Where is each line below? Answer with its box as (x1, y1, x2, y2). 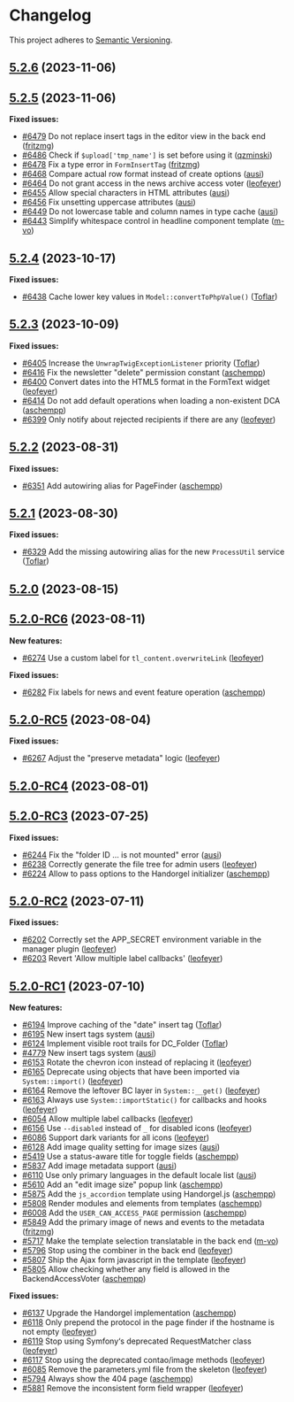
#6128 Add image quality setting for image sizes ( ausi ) (21, 1142, 221, 1152)
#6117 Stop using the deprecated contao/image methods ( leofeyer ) (21, 1355, 266, 1366)
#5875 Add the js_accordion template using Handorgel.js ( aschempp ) (21, 1189, 276, 1199)
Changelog (9, 5, 92, 26)
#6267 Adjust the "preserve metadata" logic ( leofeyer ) (21, 753, 221, 764)
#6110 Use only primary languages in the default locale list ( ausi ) (21, 1170, 258, 1181)
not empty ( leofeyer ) (21, 1327, 97, 1337)
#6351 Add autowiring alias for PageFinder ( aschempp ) (21, 480, 223, 491)
